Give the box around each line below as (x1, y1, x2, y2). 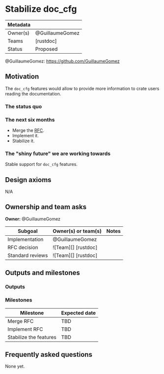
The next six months (5, 116, 55, 123)
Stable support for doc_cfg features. (5, 161, 78, 167)
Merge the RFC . (12, 127, 44, 133)
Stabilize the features (7, 334, 56, 341)
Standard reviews (7, 252, 48, 259)
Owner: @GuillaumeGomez (5, 216, 60, 222)
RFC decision (7, 244, 38, 250)
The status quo (5, 103, 42, 110)
